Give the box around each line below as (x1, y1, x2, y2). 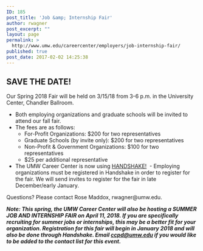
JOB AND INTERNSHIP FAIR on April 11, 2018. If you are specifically (6, 212, 179, 219)
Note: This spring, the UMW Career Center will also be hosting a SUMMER (6, 205, 197, 213)
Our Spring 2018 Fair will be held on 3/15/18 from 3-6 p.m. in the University (6, 92, 194, 100)
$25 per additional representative (24, 156, 108, 163)
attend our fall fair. (15, 117, 61, 125)
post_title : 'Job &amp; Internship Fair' (6, 15, 113, 21)
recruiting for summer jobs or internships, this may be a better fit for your (6, 218, 196, 225)
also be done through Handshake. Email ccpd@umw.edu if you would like (6, 232, 196, 239)
